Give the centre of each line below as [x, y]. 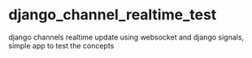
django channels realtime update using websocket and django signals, [126, 37]
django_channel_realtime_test [113, 15]
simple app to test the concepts [61, 45]
